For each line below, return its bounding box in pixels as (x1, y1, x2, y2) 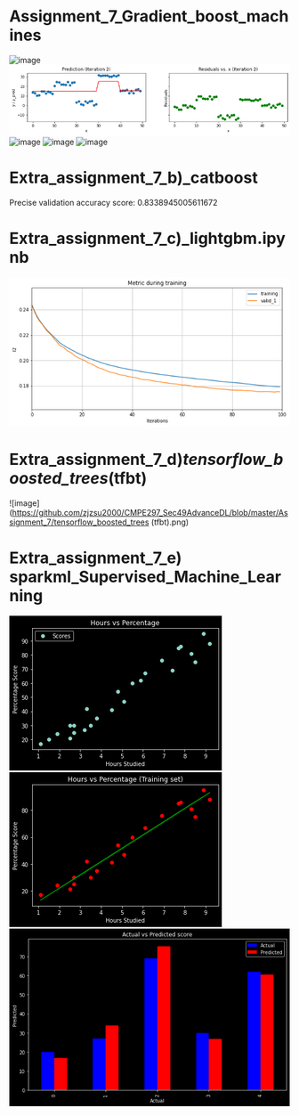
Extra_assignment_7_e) (9, 548, 182, 568)
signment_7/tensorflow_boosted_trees (9, 517, 149, 527)
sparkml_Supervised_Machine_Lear (9, 567, 282, 587)
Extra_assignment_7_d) (9, 450, 183, 469)
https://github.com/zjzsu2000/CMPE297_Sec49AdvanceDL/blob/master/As (12, 508, 288, 518)
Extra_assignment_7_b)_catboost (9, 167, 258, 188)
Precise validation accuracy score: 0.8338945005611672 (9, 197, 218, 208)
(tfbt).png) (150, 517, 190, 527)
